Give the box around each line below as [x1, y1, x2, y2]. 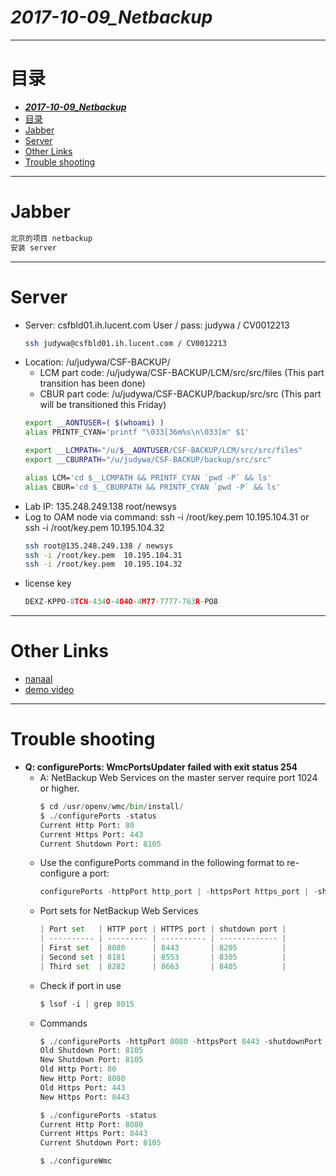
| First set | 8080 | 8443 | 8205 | [39, 943, 287, 953]
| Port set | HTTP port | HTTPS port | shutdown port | [39, 924, 287, 935]
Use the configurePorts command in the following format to [39, 857, 285, 869]
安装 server [10, 242, 57, 253]
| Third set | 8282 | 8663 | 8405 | [39, 961, 287, 971]
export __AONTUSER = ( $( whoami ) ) [24, 418, 165, 428]
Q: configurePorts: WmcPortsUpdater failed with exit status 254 [24, 761, 298, 773]
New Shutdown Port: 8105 [39, 1055, 144, 1065]
